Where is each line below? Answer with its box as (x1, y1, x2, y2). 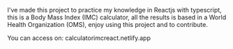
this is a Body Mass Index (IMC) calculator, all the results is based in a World (7, 13, 227, 21)
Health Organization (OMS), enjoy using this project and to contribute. (7, 21, 208, 28)
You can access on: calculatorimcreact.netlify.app (7, 34, 151, 42)
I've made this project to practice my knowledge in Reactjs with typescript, (7, 6, 222, 14)
